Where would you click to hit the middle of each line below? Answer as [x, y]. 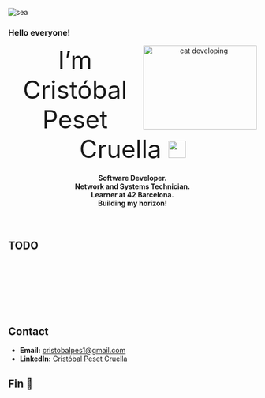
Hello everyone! [39, 32]
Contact [28, 331]
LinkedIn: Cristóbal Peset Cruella [73, 359]
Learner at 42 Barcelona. [132, 194]
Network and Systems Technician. [132, 186]
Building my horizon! [132, 203]
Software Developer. [132, 178]
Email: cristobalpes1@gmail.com [73, 351]
